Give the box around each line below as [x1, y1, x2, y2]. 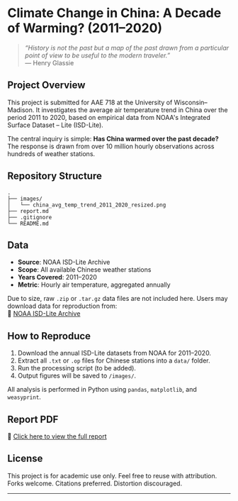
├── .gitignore [7, 214, 52, 221]
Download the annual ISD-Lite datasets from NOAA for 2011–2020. [17, 349, 211, 358]
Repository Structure [7, 170, 103, 182]
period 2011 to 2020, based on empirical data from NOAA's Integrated [7, 113, 210, 121]
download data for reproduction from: [7, 302, 118, 310]
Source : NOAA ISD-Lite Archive [17, 258, 110, 267]
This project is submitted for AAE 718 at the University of [7, 98, 173, 106]
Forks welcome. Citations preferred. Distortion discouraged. [7, 479, 183, 488]
